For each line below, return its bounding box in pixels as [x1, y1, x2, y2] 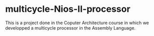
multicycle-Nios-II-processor [5, 3, 131, 15]
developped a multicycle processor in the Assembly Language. [5, 25, 136, 31]
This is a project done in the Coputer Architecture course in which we [5, 20, 149, 26]
